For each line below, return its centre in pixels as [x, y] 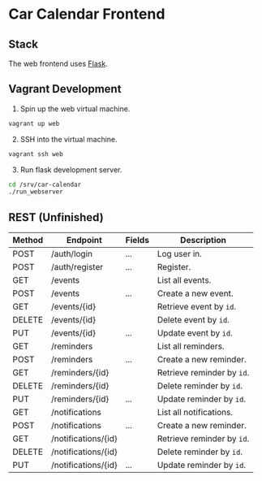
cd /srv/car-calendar [45, 184]
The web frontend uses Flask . [58, 63]
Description [203, 240]
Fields [137, 240]
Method [28, 240]
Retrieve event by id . [197, 307]
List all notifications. [195, 413]
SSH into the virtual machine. [69, 139]
